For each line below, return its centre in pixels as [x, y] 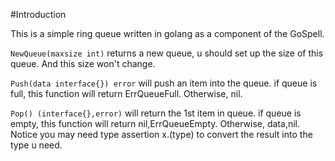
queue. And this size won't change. [83, 63]
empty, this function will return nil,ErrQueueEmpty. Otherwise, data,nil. [155, 123]
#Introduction [38, 14]
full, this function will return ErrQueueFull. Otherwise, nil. [126, 93]
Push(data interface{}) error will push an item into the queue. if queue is [164, 83]
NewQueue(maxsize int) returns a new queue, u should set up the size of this [167, 53]
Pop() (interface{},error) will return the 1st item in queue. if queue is [156, 113]
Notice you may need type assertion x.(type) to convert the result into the [161, 134]
